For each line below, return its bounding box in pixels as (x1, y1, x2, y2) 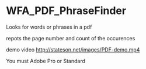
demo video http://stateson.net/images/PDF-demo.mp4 (6, 46, 140, 53)
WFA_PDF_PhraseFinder (6, 4, 127, 18)
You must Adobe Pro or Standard (6, 57, 86, 64)
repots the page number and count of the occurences (6, 34, 135, 42)
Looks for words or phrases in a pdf (6, 23, 92, 30)
